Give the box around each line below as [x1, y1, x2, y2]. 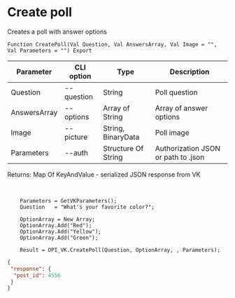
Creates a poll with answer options [7, 27, 107, 36]
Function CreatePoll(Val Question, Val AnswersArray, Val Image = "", [7, 41, 218, 48]
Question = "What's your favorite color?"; [20, 203, 155, 210]
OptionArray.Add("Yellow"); [20, 228, 101, 235]
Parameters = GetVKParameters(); [20, 197, 117, 204]
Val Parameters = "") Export [7, 47, 92, 54]
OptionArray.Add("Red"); [20, 222, 92, 229]
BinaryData [102, 132, 140, 142]
